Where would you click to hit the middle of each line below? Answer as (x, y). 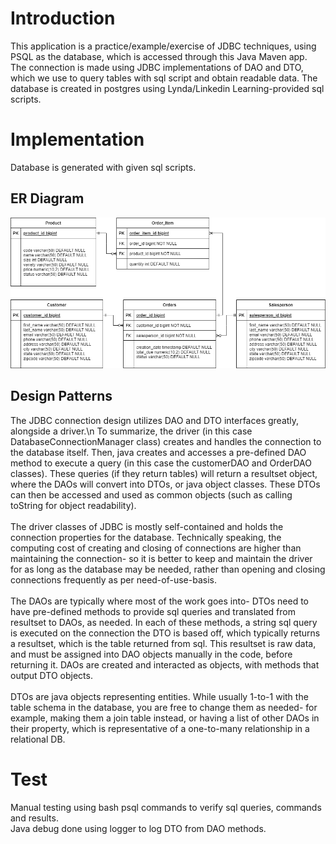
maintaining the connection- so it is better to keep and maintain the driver (161, 558)
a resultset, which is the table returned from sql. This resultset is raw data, (163, 643)
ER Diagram (47, 198)
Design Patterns (61, 396)
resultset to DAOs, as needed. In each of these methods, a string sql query (164, 622)
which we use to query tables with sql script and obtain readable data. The (164, 78)
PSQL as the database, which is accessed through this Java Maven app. (159, 56)
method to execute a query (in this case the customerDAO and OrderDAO (161, 463)
